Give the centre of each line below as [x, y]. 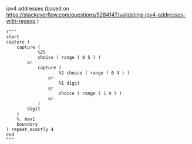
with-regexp [21, 21]
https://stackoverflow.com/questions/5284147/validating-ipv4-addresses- [96, 15]
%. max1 [26, 119]
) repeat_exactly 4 [30, 129]
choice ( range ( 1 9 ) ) [90, 93]
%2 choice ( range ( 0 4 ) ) [94, 73]
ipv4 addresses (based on [38, 9]
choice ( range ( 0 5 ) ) [69, 58]
